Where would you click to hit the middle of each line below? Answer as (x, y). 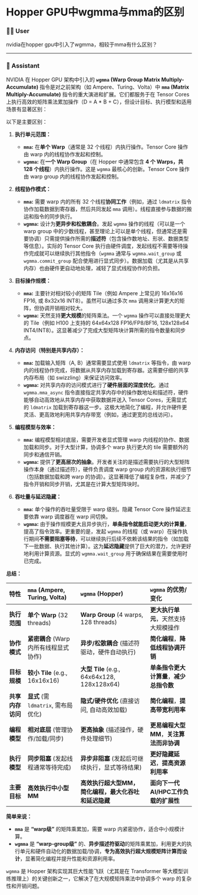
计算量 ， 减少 (168, 676)
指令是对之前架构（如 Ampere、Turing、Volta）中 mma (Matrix (115, 87)
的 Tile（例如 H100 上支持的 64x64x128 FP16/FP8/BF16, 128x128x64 (106, 322)
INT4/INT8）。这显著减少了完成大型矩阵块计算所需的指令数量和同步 (105, 330)
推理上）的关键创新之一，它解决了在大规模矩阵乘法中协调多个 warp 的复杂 (101, 878)
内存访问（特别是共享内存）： (49, 350)
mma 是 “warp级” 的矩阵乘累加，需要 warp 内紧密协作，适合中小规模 (97, 829)
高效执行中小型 (48, 788)
